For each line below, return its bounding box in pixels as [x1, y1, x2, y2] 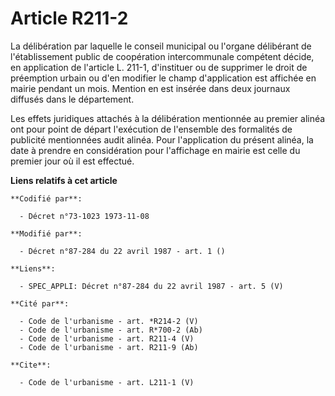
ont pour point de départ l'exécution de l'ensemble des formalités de [10, 123, 293, 135]
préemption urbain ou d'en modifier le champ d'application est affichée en [10, 72, 317, 84]
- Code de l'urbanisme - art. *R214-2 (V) [19, 316, 199, 326]
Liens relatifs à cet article [10, 174, 118, 186]
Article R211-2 [10, 7, 129, 30]
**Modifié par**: [10, 228, 83, 239]
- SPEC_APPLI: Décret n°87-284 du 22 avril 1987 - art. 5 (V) [19, 281, 284, 291]
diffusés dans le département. [10, 93, 135, 105]
